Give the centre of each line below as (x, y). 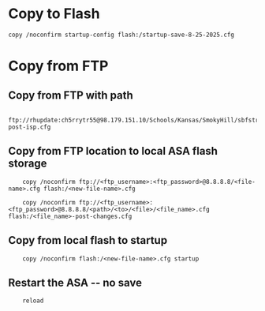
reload (33, 301)
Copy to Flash (54, 14)
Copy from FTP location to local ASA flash (113, 151)
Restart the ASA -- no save (75, 282)
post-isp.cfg (30, 127)
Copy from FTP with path (71, 95)
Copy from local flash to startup (88, 240)
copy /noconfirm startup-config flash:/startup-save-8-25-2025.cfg (121, 35)
